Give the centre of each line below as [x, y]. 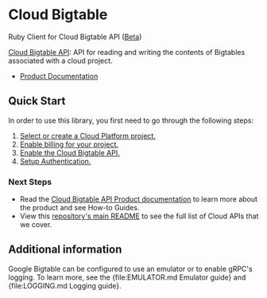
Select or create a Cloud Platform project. [88, 135]
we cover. [36, 225]
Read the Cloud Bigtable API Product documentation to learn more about [139, 199]
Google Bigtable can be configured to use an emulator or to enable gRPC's [130, 269]
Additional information [65, 250]
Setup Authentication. [55, 161]
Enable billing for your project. [69, 144]
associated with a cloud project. [60, 61]
